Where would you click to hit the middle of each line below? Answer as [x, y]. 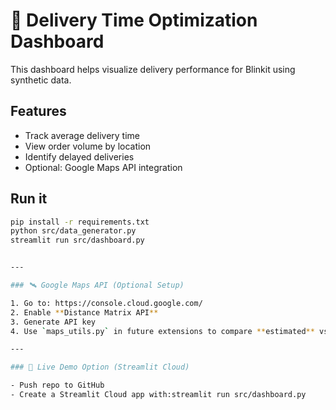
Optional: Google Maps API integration [103, 167]
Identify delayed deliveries [79, 156]
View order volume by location [88, 146]
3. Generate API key [53, 322]
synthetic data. [41, 80]
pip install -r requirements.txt [80, 222]
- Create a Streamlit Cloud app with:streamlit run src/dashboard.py [158, 395]
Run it [29, 199]
